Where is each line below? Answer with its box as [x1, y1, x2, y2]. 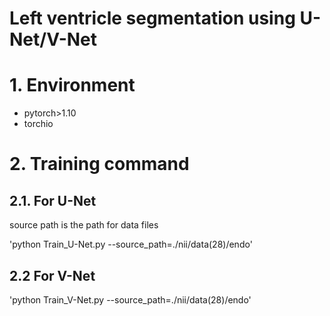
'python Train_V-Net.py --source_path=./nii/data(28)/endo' [9, 293, 252, 306]
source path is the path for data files [9, 219, 159, 231]
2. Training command [9, 153, 190, 176]
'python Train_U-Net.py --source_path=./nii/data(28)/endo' [9, 238, 253, 251]
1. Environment [9, 74, 136, 97]
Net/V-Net [9, 28, 98, 51]
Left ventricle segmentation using [9, 7, 296, 30]
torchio [23, 118, 54, 130]
